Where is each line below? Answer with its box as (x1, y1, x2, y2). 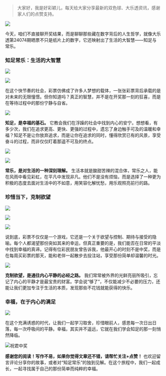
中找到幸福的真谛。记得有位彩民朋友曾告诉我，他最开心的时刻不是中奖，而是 (5, 246, 161, 252)
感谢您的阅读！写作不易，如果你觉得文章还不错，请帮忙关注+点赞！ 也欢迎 (5, 353, 157, 359)
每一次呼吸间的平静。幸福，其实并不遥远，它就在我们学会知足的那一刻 (13, 326, 157, 332)
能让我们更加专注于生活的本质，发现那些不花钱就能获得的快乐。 (5, 285, 135, 291)
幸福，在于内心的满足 (5, 298, 56, 305)
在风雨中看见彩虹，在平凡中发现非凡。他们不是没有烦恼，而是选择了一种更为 (5, 174, 161, 180)
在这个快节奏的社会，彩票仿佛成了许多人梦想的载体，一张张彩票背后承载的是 (5, 88, 161, 94)
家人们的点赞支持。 (17, 11, 57, 17)
